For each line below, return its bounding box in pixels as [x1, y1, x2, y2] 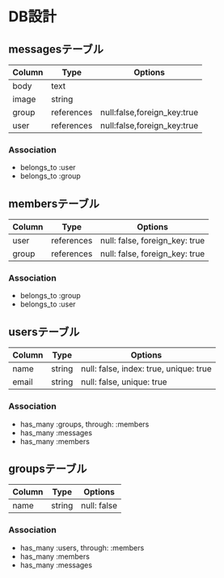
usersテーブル [8, 325, 80, 339]
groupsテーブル [8, 461, 87, 475]
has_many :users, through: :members [19, 542, 145, 552]
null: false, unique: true [80, 376, 167, 387]
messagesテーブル [8, 42, 104, 56]
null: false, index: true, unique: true [80, 363, 212, 375]
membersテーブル [8, 196, 99, 211]
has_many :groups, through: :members [19, 419, 150, 429]
